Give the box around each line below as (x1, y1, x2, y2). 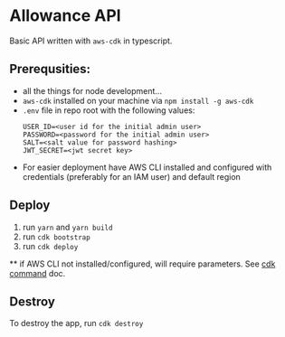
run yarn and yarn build (22, 221, 113, 232)
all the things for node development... (22, 85, 163, 96)
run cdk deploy (22, 240, 79, 251)
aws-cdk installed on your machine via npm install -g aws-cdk (22, 95, 254, 106)
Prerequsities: (9, 61, 91, 77)
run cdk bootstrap (22, 231, 90, 242)
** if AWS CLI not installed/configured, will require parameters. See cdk (9, 258, 276, 269)
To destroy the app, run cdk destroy (9, 318, 144, 329)
